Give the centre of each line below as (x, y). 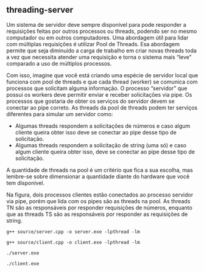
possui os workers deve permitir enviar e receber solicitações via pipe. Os (99, 94)
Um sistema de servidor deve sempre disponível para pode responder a (97, 24)
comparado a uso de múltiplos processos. (59, 63)
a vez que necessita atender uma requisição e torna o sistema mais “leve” (99, 57)
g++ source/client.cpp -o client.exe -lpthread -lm (73, 242)
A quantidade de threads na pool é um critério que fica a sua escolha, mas (100, 170)
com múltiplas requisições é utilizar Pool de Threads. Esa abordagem (93, 44)
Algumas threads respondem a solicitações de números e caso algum (103, 126)
